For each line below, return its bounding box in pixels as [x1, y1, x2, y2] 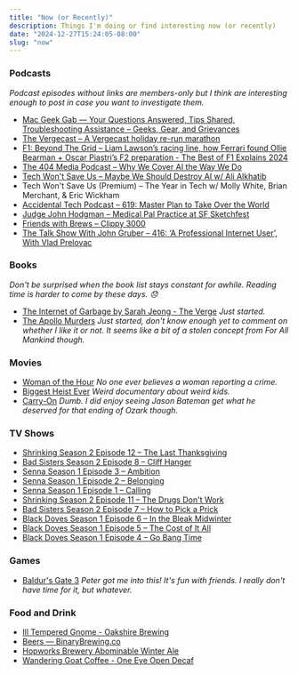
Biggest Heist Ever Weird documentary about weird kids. [21, 386, 230, 397]
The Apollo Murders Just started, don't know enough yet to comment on [21, 315, 288, 325]
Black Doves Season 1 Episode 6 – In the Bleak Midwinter [21, 513, 232, 525]
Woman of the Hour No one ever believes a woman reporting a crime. [21, 377, 278, 388]
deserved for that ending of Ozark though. [21, 405, 179, 416]
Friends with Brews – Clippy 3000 [21, 218, 147, 229]
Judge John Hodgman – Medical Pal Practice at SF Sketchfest [21, 208, 250, 219]
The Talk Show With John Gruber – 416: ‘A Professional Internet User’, [21, 228, 278, 238]
